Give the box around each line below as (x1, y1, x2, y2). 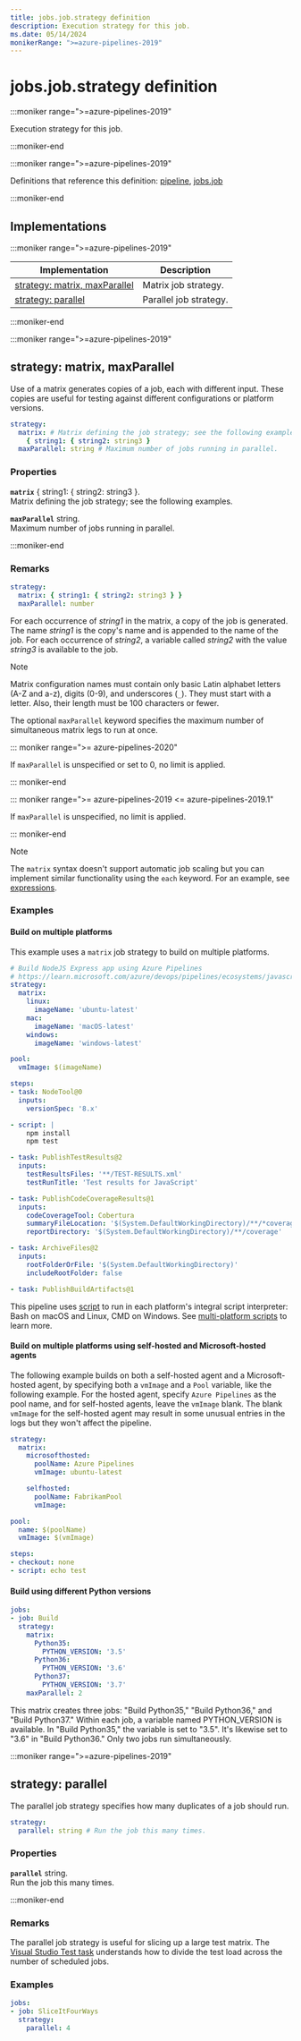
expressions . (10, 882, 57, 893)
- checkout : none (10, 1558, 75, 1567)
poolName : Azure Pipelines (33, 1459, 135, 1468)
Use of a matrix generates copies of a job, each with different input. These (10, 383, 284, 394)
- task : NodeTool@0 (10, 1088, 83, 1097)
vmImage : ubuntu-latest (33, 1468, 123, 1477)
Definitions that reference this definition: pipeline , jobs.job (10, 175, 223, 186)
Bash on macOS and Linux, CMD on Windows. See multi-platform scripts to (10, 1310, 288, 1321)
